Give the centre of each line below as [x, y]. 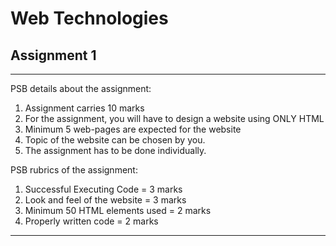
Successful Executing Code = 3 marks [103, 189]
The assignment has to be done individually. [115, 150]
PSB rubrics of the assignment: [74, 170]
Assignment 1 [53, 55]
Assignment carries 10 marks [84, 108]
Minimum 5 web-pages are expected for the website [133, 129]
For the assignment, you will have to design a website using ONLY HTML [174, 118]
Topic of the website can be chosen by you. [115, 140]
